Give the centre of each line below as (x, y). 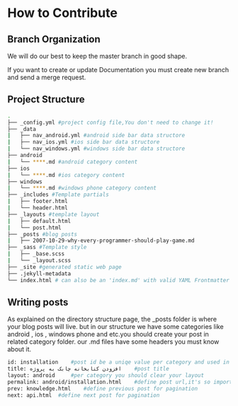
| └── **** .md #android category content (73, 162)
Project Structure (46, 99)
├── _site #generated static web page (64, 267)
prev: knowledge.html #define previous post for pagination (103, 388)
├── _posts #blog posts (42, 234)
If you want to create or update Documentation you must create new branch (118, 70)
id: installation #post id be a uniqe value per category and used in (119, 362)
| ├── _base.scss (36, 254)
